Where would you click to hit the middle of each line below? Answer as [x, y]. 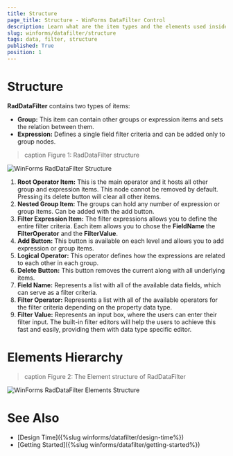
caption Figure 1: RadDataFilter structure [82, 155]
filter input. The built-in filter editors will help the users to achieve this [116, 322]
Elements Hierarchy [65, 357]
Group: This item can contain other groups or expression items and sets [120, 119]
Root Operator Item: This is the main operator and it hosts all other [112, 182]
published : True [31, 46]
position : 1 [24, 53]
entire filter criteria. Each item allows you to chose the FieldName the [116, 226]
